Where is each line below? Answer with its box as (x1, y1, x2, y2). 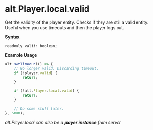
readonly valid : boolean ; (5, 43, 57, 48)
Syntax (5, 34, 20, 40)
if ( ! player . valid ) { (14, 70, 57, 76)
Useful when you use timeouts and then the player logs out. (5, 24, 125, 30)
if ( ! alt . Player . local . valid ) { (14, 88, 79, 93)
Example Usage (5, 52, 37, 58)
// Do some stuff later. (14, 106, 64, 111)
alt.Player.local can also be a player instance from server (5, 119, 121, 125)
